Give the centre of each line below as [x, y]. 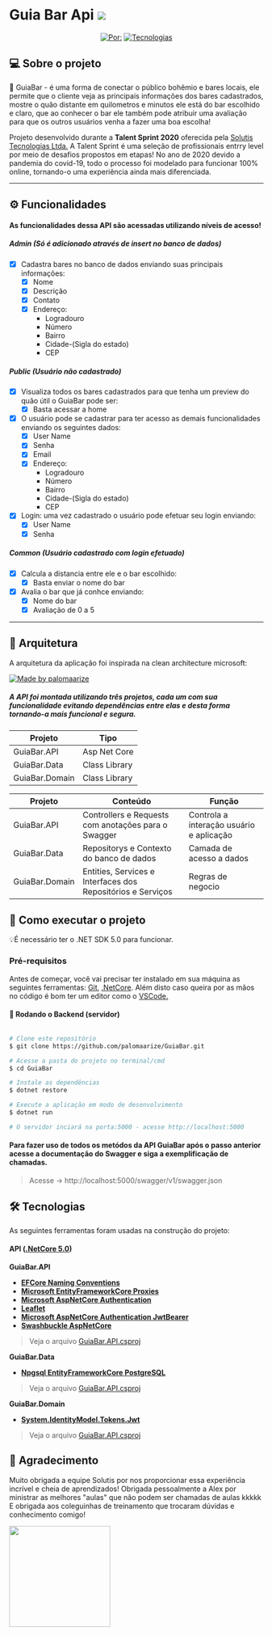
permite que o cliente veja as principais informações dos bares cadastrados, [136, 95]
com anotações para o [125, 825]
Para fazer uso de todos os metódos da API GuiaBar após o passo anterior [135, 1145]
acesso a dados [218, 858]
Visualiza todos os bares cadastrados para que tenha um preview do [135, 391]
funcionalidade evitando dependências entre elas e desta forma [120, 706]
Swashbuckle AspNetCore [66, 1326]
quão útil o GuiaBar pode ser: [69, 401]
